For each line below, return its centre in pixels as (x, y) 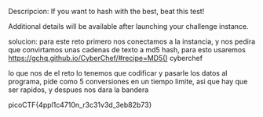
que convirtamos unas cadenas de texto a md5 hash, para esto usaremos (127, 50)
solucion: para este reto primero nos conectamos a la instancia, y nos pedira (132, 41)
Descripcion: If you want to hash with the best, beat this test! (106, 11)
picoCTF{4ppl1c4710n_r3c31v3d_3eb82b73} (80, 105)
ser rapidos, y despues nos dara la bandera (79, 90)
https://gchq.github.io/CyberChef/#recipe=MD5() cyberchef (105, 58)
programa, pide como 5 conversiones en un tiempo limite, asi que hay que (128, 82)
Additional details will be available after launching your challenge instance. (128, 26)
